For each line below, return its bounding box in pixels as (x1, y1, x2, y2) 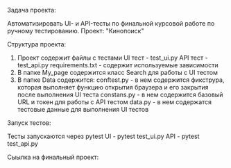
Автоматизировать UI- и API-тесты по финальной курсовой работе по (7, 19, 215, 27)
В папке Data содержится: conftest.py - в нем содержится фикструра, (17, 76, 225, 84)
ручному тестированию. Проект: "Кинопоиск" (7, 27, 144, 35)
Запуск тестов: (7, 119, 51, 127)
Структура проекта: (7, 40, 67, 48)
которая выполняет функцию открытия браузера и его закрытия (17, 83, 209, 91)
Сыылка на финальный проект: (7, 153, 99, 161)
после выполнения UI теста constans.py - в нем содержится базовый (17, 90, 223, 99)
